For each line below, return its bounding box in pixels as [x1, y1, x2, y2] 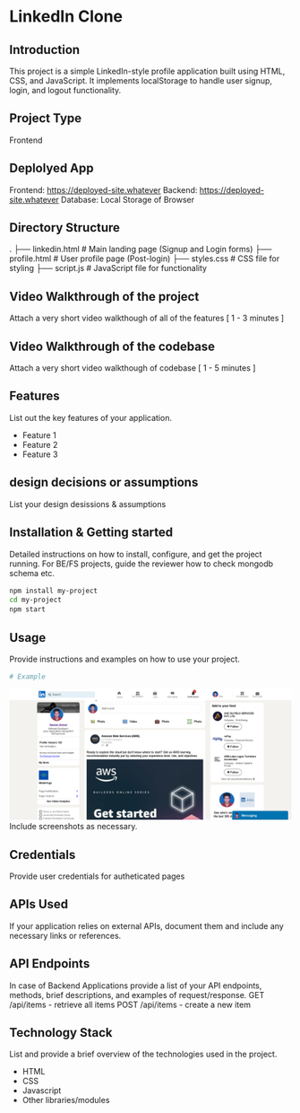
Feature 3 [21, 449, 58, 460]
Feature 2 [21, 439, 58, 450]
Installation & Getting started [9, 525, 174, 540]
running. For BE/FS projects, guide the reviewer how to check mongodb [9, 558, 274, 569]
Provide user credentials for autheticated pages [9, 871, 185, 881]
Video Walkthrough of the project [9, 289, 200, 304]
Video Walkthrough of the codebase [9, 338, 216, 354]
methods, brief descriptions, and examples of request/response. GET [9, 989, 265, 1000]
